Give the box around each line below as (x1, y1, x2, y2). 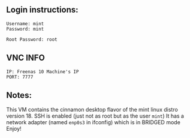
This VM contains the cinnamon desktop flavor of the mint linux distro (6, 106, 178, 113)
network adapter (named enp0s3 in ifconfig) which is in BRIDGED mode (6, 119, 181, 126)
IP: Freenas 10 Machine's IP (6, 68, 79, 74)
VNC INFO (6, 53, 45, 63)
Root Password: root (6, 36, 58, 43)
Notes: (6, 90, 32, 101)
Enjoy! (6, 125, 22, 133)
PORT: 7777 (6, 74, 34, 80)
